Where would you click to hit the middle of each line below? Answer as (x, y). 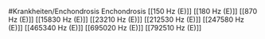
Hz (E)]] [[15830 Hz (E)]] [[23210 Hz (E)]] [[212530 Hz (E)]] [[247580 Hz (127, 19)
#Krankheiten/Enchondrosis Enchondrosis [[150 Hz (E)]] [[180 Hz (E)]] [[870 (133, 11)
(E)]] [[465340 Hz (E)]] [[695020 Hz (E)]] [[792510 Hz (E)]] (105, 28)
